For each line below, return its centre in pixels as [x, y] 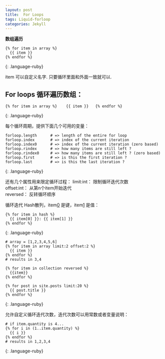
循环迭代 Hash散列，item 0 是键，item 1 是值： [52, 205]
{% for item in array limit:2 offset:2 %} [50, 246]
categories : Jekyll [26, 24]
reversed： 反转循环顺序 [31, 194]
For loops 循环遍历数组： [44, 94]
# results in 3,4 [23, 260]
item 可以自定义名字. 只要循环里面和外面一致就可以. [59, 77]
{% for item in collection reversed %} [47, 268]
